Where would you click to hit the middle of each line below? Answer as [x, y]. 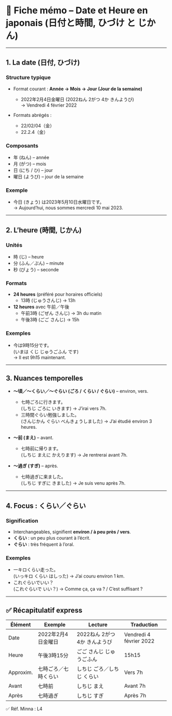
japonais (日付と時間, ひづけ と [71, 23]
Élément [21, 625]
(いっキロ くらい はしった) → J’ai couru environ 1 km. [69, 576]
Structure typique [28, 77]
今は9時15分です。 [32, 345]
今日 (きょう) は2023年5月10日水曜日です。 [58, 202]
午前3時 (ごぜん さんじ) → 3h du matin [61, 313]
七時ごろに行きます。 [43, 402]
